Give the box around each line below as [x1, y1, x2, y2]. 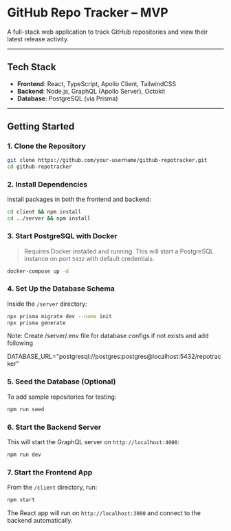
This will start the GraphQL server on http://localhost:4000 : [7, 437, 180, 446]
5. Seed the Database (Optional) [7, 377, 116, 386]
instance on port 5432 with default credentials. [23, 254, 155, 262]
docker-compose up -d [7, 267, 69, 275]
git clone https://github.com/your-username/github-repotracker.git [7, 157, 208, 164]
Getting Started [7, 121, 75, 132]
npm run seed [7, 406, 45, 413]
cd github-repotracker [7, 163, 72, 170]
